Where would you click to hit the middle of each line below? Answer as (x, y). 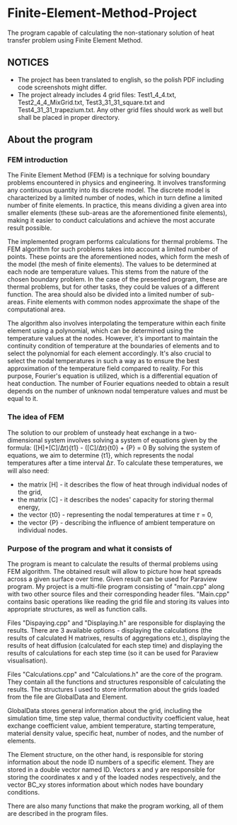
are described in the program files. (58, 814)
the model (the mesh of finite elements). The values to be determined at (112, 265)
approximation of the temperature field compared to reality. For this (105, 369)
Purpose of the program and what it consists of (90, 548)
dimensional (25, 440)
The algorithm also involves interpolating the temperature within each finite (117, 323)
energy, (29, 507)
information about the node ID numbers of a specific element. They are (111, 762)
